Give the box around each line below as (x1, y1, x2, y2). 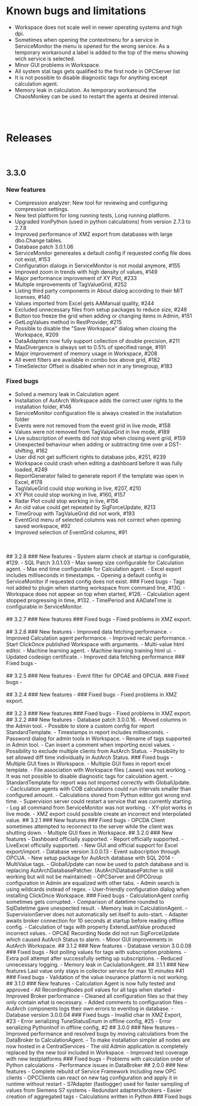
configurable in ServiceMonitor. (6, 603, 83, 610)
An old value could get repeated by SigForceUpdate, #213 (14, 504, 156, 511)
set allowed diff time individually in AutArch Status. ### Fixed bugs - (6, 754, 173, 761)
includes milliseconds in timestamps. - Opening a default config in (6, 572, 167, 579)
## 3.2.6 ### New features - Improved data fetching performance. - (6, 628, 173, 635)
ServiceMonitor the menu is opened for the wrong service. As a (14, 43, 170, 50)
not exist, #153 (14, 255, 51, 262)
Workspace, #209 (14, 331, 59, 338)
